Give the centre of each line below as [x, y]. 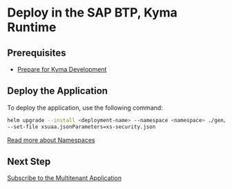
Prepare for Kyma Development [62, 69]
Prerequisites [37, 53]
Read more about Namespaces [51, 140]
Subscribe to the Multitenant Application [65, 178]
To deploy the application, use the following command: [85, 108]
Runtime [32, 27]
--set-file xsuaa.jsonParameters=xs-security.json [81, 127]
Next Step [29, 161]
